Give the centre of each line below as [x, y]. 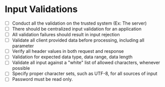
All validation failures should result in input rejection [66, 35]
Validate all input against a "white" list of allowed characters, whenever [86, 63]
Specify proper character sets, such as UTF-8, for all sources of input [85, 73]
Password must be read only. [42, 79]
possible [21, 68]
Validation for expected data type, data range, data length [72, 57]
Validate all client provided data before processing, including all [78, 40]
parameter [23, 46]
